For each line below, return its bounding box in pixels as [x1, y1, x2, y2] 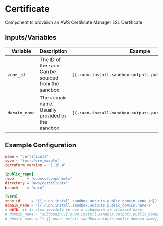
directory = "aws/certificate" [5, 180, 68, 185]
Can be [39, 68, 56, 75]
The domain [39, 94, 67, 101]
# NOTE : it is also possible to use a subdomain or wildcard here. [5, 208, 145, 212]
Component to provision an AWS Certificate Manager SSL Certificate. [5, 19, 144, 25]
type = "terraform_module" [5, 159, 60, 163]
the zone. [39, 62, 61, 69]
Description [39, 48, 67, 54]
